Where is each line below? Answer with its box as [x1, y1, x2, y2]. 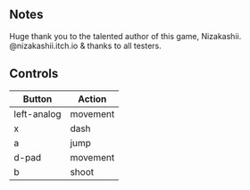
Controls [9, 66, 59, 81]
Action [78, 93, 107, 105]
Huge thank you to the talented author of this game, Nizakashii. [9, 30, 242, 41]
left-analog [13, 107, 62, 120]
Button [22, 93, 53, 105]
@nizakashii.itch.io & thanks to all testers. [9, 40, 162, 51]
